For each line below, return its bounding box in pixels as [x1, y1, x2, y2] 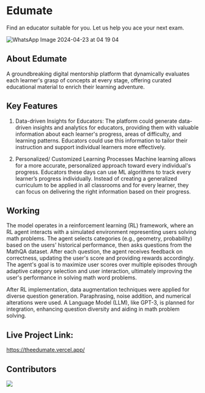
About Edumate [6, 53, 67, 64]
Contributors [6, 364, 57, 375]
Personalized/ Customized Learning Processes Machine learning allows [15, 155, 196, 163]
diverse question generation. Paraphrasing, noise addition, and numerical [6, 292, 192, 300]
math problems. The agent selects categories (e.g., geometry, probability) [6, 235, 193, 243]
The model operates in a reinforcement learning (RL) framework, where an [6, 222, 194, 229]
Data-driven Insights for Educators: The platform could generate [15, 117, 177, 125]
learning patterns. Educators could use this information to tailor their [15, 136, 188, 144]
